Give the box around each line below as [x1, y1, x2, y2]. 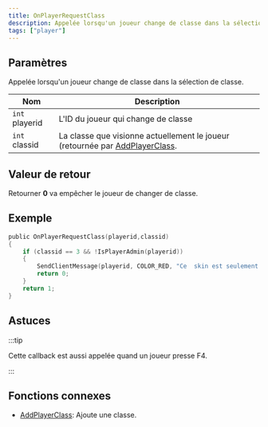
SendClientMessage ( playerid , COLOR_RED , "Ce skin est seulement [37, 262, 259, 271]
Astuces [8, 314, 51, 327]
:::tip [8, 335, 23, 345]
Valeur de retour [8, 167, 91, 181]
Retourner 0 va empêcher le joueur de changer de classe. [8, 189, 199, 198]
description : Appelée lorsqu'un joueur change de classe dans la [8, 19, 230, 27]
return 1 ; [22, 284, 56, 292]
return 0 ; [37, 270, 69, 278]
